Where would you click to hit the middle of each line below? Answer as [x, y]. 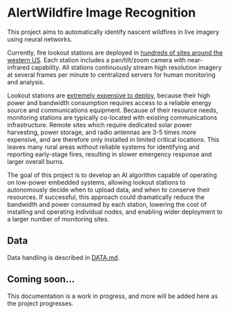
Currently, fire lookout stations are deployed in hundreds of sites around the [115, 53]
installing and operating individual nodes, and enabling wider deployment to [115, 212]
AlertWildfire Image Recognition [102, 13]
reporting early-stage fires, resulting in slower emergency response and [109, 154]
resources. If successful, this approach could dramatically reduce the [106, 197]
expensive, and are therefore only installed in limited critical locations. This [113, 139]
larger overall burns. [36, 161]
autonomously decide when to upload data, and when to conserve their [109, 190]
